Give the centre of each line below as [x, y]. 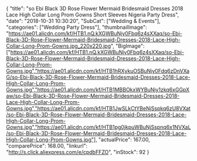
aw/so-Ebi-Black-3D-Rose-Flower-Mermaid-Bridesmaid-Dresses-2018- [93, 96]
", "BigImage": [128, 46]
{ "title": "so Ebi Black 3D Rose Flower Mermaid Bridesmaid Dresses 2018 [95, 9]
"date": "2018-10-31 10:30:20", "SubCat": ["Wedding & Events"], [83, 21]
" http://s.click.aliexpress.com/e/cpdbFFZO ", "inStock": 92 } [78, 152]
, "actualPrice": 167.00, [123, 140]
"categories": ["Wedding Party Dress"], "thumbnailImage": [77, 27]
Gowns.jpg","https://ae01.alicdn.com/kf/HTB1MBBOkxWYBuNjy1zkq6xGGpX [98, 90]
